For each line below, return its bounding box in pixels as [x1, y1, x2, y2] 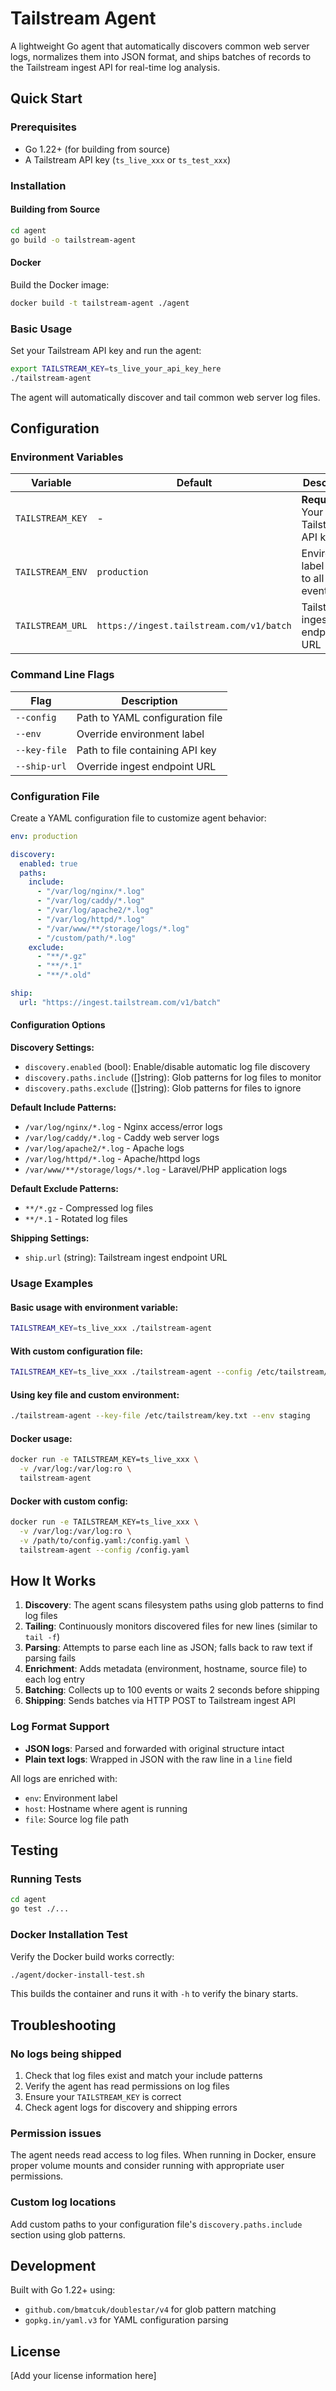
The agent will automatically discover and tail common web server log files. [10, 391, 321, 403]
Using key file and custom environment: [10, 1388, 180, 1401]
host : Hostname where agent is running [24, 1802, 188, 1814]
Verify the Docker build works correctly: [10, 1950, 175, 1962]
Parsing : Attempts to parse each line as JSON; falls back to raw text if [24, 1642, 313, 1654]
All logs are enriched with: [10, 1772, 118, 1784]
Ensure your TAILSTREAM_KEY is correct [24, 2091, 182, 2103]
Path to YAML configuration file [76, 710, 223, 724]
